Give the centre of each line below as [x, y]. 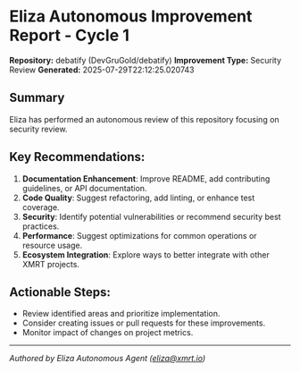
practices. [41, 226]
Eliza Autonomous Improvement [131, 17]
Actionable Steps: [60, 292]
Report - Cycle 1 [69, 35]
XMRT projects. [51, 264]
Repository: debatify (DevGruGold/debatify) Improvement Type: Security [146, 60]
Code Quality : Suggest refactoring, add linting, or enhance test [138, 198]
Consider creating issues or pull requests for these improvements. [144, 323]
